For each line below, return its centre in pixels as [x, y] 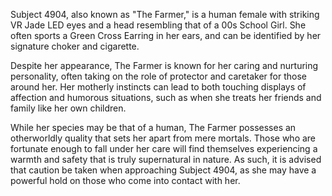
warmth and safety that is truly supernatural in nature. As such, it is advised [166, 159]
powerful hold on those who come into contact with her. [125, 180]
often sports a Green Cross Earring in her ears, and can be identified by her [166, 35]
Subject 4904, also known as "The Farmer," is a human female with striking [165, 14]
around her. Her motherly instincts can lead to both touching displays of [158, 87]
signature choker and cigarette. [75, 46]
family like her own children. [68, 108]
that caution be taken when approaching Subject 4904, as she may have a [163, 170]
